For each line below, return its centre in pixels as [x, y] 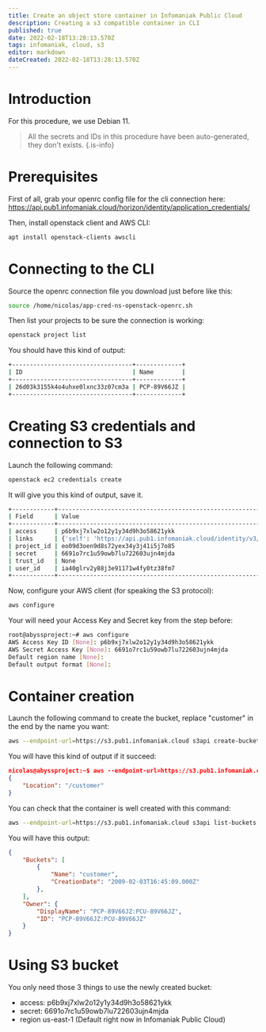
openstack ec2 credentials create [65, 480]
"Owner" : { [40, 904]
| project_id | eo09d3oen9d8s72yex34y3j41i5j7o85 [92, 546]
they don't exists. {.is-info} [71, 144]
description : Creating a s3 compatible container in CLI [104, 23]
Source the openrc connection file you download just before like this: [121, 291]
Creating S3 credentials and [102, 426]
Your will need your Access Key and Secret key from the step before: [121, 620]
